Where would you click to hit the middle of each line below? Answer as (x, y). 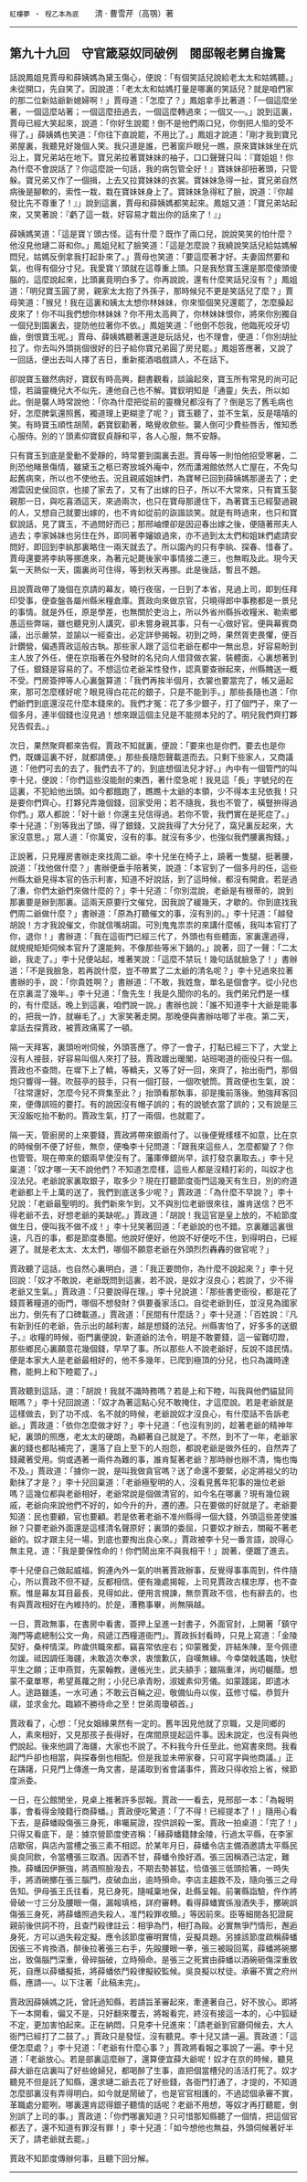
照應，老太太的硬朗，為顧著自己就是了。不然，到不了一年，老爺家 (173, 1436)
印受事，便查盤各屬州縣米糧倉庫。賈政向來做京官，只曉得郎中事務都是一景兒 (153, 600)
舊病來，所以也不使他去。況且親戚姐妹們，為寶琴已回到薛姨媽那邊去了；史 (157, 478)
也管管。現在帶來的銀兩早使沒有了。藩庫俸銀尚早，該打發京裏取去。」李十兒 (152, 1158)
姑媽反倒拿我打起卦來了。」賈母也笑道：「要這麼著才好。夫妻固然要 (157, 256)
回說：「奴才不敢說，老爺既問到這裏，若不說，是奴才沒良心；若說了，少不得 (152, 1280)
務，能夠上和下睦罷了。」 (56, 1371)
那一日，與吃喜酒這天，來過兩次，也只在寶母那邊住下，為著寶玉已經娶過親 (157, 501)
